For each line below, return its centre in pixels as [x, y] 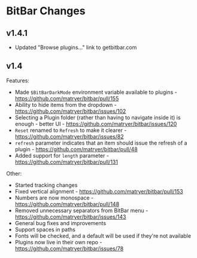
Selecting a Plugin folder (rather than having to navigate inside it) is [98, 117]
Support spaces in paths [45, 229]
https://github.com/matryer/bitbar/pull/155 [67, 98]
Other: [14, 173]
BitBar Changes [46, 11]
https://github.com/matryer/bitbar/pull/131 [66, 162]
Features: [18, 80]
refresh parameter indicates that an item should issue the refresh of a [101, 143]
